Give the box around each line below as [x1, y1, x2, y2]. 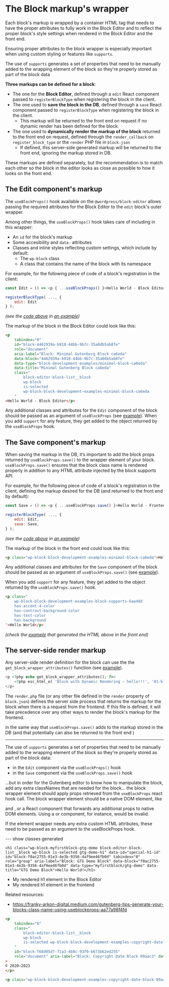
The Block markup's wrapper [5, 3, 129, 15]
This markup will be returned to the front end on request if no [20, 117, 147, 124]
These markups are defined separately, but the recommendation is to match [5, 159, 163, 165]
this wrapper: [5, 224, 33, 230]
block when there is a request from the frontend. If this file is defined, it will [5, 704, 161, 710]
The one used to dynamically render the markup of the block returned [12, 128, 160, 134]
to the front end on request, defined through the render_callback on [12, 134, 154, 140]
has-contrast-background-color [14, 608, 80, 613]
